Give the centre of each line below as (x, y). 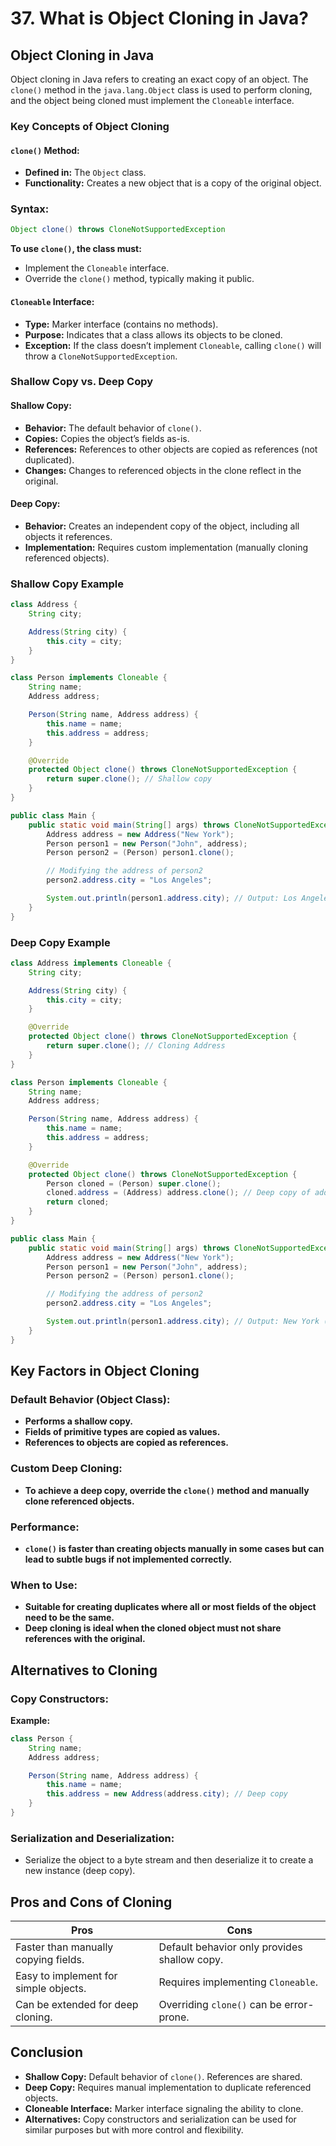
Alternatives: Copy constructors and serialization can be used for (160, 2119)
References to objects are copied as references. (126, 1443)
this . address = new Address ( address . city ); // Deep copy (167, 1794)
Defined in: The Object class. (85, 173)
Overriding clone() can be (220, 2005)
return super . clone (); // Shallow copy (129, 779)
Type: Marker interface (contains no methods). (121, 324)
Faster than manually (64, 1947)
